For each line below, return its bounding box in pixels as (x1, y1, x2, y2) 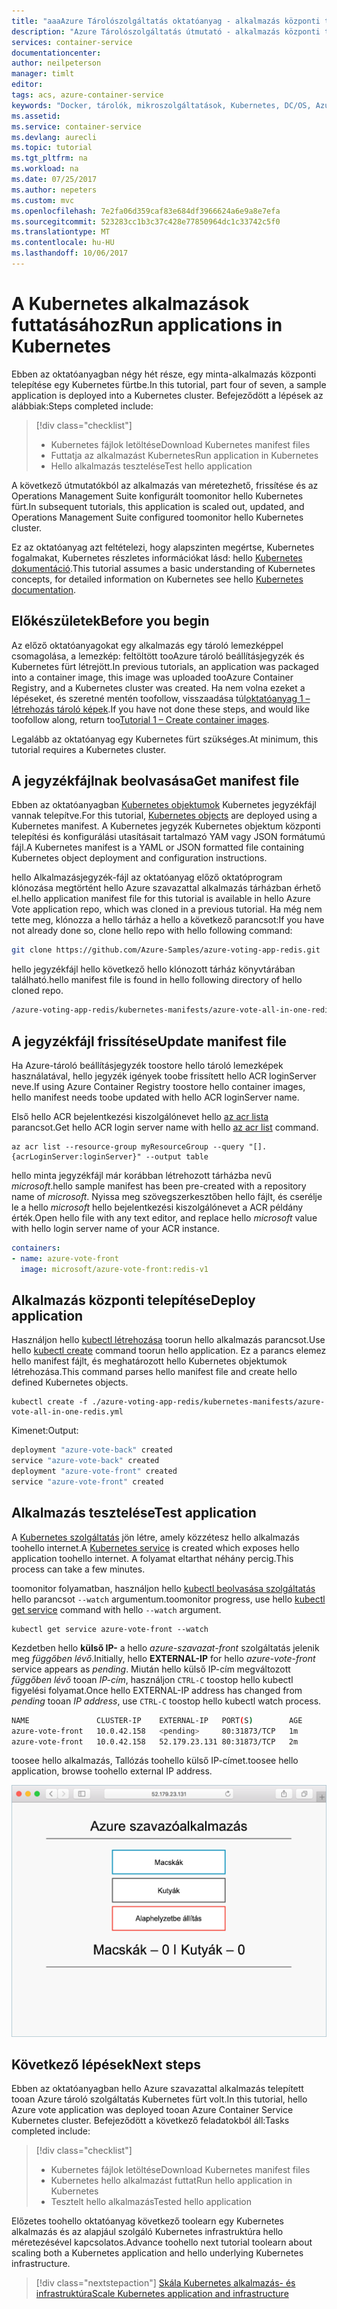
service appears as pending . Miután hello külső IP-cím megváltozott (11, 1663, 291, 1675)
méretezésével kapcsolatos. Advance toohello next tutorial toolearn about (11, 2236, 313, 2249)
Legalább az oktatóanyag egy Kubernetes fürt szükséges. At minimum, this (11, 733, 319, 745)
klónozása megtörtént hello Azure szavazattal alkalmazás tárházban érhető (11, 882, 322, 894)
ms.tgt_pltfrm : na (11, 153, 88, 164)
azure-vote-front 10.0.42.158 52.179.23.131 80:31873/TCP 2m (11, 1736, 299, 1747)
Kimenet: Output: (11, 1425, 79, 1437)
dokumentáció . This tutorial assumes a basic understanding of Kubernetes (11, 562, 316, 574)
